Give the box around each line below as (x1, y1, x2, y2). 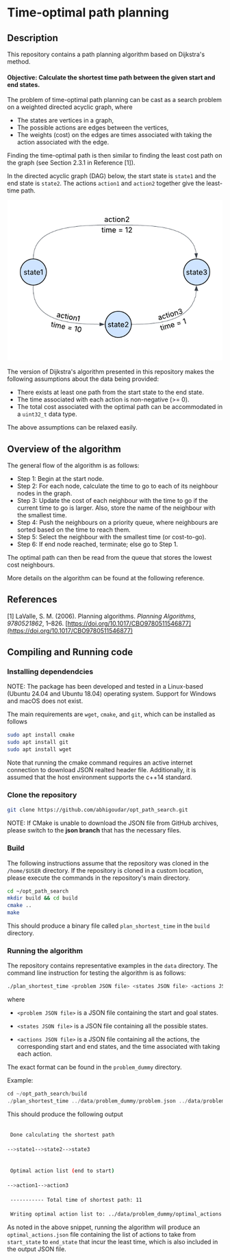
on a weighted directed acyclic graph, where (7, 103, 133, 111)
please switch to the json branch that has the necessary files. (7, 826, 181, 835)
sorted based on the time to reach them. (16, 526, 131, 534)
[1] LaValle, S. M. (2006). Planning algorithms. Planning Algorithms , (7, 612, 196, 620)
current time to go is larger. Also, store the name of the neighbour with (16, 504, 216, 512)
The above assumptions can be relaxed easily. (7, 423, 138, 432)
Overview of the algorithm (7, 443, 121, 455)
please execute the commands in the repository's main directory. (7, 874, 190, 882)
